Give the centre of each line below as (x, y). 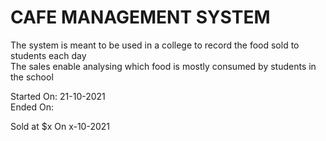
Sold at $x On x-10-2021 (60, 126)
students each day (48, 55)
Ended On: (32, 107)
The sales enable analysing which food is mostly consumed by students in (163, 66)
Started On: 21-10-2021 (58, 96)
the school (32, 77)
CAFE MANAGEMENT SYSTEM (140, 17)
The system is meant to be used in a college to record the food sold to (155, 45)
